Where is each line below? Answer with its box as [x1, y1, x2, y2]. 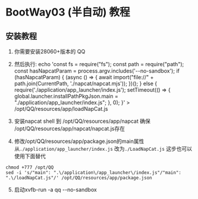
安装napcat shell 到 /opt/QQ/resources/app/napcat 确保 [14, 117, 151, 125]
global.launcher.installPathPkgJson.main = [14, 93, 118, 99]
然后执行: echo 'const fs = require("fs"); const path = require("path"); [14, 61, 184, 67]
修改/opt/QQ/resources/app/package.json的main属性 [14, 138, 144, 145]
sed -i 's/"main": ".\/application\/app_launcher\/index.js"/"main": [5, 170, 182, 176]
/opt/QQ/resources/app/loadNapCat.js [14, 105, 108, 112]
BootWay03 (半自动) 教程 [5, 5, 130, 19]
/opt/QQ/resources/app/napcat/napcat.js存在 [14, 125, 125, 132]
